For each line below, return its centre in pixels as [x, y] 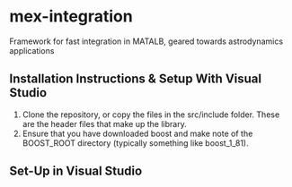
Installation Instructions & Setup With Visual [136, 79]
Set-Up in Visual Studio [76, 171]
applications [32, 50]
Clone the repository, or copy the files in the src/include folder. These [151, 115]
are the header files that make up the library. [104, 123]
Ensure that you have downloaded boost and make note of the [137, 133]
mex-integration [71, 17]
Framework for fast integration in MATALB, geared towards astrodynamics [146, 41]
